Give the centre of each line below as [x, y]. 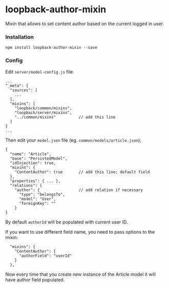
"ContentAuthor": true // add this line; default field [82, 172]
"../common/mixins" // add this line [65, 117]
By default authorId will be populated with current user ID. [67, 222]
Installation [20, 37]
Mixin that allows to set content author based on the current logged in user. [85, 24]
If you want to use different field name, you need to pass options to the [80, 232]
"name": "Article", [31, 154]
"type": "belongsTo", [42, 194]
